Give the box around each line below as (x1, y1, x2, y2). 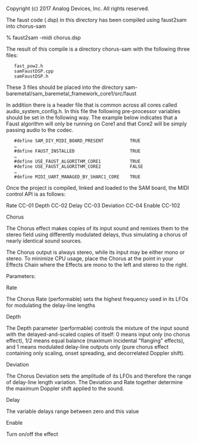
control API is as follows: (6, 191, 66, 197)
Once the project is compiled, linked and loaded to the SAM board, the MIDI (6, 184, 189, 191)
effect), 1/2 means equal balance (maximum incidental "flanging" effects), (6, 337, 185, 344)
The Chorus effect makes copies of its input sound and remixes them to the (6, 225, 189, 232)
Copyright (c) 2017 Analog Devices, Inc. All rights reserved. (6, 5, 150, 12)
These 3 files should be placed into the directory (6, 84, 124, 91)
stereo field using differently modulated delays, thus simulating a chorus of (6, 231, 188, 238)
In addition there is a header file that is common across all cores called (6, 101, 178, 108)
